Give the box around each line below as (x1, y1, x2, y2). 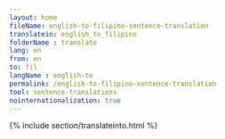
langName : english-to (9, 71, 93, 80)
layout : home (9, 12, 58, 22)
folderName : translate (9, 37, 98, 47)
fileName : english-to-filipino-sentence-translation (9, 21, 209, 30)
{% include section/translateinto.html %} (9, 120, 158, 131)
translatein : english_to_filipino (9, 29, 138, 38)
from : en (9, 54, 42, 63)
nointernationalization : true (9, 95, 122, 105)
